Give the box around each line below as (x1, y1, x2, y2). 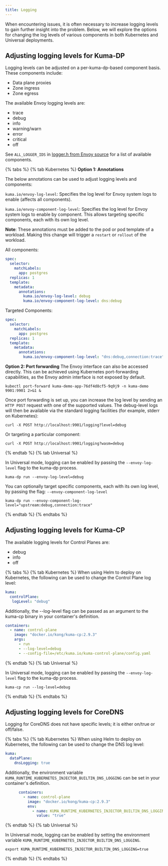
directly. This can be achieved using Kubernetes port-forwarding (5, 369, 138, 375)
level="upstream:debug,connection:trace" (5, 503, 93, 508)
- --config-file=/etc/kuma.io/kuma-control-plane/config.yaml (18, 651, 151, 656)
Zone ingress (12, 85, 40, 91)
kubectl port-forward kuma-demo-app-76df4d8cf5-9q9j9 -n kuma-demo (5, 384, 149, 389)
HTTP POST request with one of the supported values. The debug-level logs (5, 402, 158, 408)
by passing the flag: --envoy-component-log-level (5, 489, 107, 495)
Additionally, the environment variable (5, 769, 83, 776)
